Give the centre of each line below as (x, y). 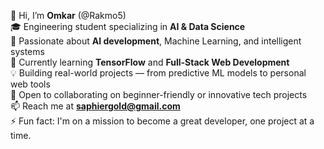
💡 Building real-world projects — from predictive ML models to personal (158, 73)
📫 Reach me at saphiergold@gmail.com (95, 106)
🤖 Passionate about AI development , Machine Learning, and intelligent (156, 41)
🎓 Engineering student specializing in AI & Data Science (128, 26)
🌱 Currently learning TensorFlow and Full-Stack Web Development (150, 62)
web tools (30, 84)
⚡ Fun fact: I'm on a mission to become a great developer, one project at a (162, 121)
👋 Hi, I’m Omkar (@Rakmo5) (68, 15)
